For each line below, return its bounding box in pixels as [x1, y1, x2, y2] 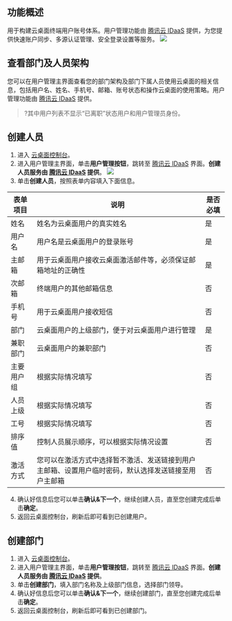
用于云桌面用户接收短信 [37, 307, 113, 317]
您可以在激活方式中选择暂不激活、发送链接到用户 [37, 455, 196, 465]
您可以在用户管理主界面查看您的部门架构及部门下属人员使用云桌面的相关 [7, 77, 213, 85]
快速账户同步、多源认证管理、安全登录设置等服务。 [12, 35, 159, 43]
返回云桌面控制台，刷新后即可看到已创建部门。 [17, 606, 151, 615]
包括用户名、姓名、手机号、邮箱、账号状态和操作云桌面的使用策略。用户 [19, 85, 225, 94]
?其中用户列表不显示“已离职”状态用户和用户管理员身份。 [23, 109, 184, 117]
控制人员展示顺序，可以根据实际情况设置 [37, 437, 168, 447]
